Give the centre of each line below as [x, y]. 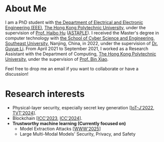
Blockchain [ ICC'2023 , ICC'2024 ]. [47, 118]
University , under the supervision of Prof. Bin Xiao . [57, 59]
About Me [26, 9]
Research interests [45, 94]
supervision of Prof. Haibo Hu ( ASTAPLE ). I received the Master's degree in [82, 33]
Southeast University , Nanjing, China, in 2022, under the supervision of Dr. [82, 43]
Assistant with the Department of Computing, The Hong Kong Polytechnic [81, 54]
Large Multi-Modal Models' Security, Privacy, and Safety [78, 134]
